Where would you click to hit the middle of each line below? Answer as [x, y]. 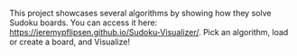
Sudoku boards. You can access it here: [84, 23]
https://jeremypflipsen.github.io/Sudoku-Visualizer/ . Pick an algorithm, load [149, 32]
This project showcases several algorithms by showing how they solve [140, 13]
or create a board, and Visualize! [70, 42]
